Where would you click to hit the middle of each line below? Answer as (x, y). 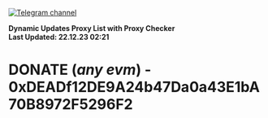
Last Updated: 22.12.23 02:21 (59, 37)
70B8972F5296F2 (71, 105)
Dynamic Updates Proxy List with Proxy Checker (92, 28)
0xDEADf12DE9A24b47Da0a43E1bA (134, 87)
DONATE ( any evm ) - (80, 70)
